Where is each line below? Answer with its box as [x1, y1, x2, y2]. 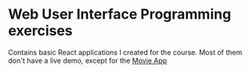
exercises [8, 22, 73, 40]
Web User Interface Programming [8, 5, 231, 23]
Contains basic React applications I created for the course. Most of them [8, 47, 243, 57]
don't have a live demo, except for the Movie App [8, 56, 167, 65]
